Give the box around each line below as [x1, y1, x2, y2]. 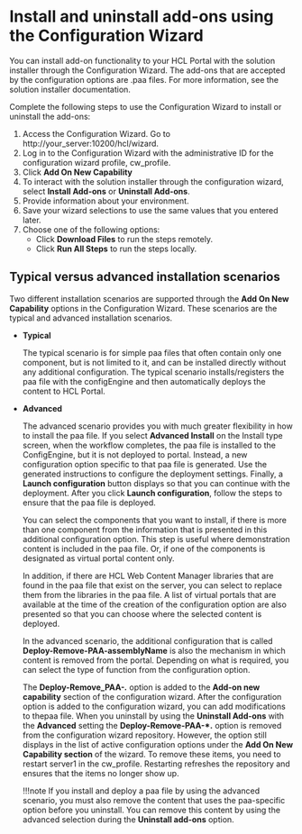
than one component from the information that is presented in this [22, 524, 268, 535]
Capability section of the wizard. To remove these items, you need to [22, 748, 281, 759]
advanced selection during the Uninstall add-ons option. [22, 813, 234, 825]
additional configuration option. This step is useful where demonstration [22, 533, 290, 544]
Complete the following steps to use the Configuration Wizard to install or [9, 101, 282, 112]
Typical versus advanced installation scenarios [9, 269, 281, 285]
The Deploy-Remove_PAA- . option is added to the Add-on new [22, 682, 261, 693]
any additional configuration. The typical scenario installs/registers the [22, 367, 285, 377]
